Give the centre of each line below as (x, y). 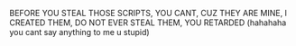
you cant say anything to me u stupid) (80, 32)
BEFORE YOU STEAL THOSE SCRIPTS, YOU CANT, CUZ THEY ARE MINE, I (148, 13)
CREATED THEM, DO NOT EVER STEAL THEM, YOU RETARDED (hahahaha (148, 23)
